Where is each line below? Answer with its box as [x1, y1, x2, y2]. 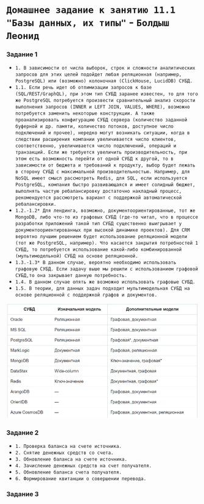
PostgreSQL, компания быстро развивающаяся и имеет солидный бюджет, [15, 182, 196, 188]
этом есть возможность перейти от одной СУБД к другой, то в [15, 156, 174, 162]
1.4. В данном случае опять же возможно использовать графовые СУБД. [15, 279, 196, 286]
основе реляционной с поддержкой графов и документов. [15, 292, 158, 298]
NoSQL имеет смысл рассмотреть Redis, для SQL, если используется [15, 175, 188, 182]
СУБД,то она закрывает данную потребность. [15, 273, 128, 279]
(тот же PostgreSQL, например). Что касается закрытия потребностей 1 [15, 240, 199, 247]
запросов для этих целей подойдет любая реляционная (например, [15, 71, 182, 78]
